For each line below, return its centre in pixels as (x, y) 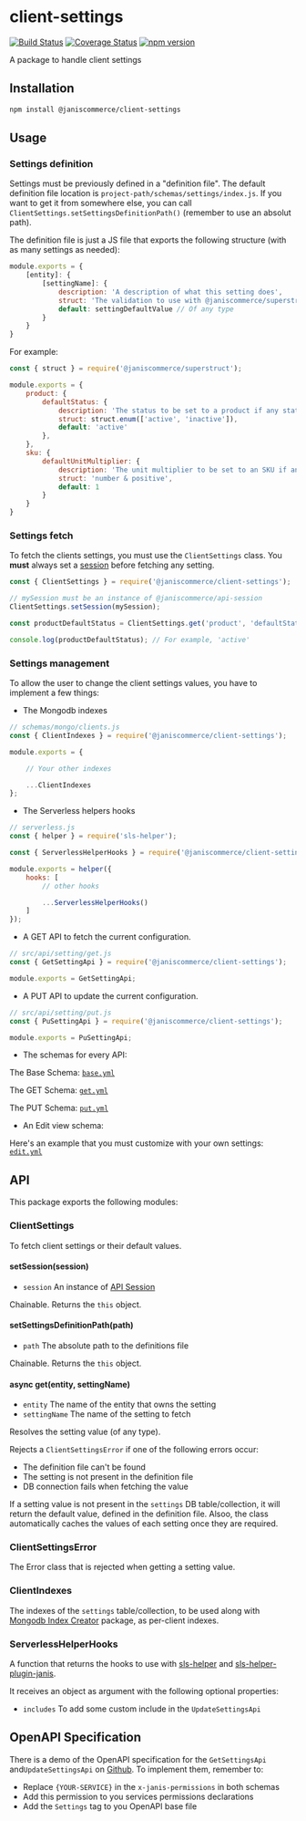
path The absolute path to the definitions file (106, 1345)
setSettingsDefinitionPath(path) (71, 1326)
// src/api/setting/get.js (61, 954)
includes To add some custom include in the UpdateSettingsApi (142, 1709)
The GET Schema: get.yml (59, 1090)
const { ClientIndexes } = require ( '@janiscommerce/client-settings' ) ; (148, 735)
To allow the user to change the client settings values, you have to (133, 683)
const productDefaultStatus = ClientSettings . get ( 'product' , (128, 623)
